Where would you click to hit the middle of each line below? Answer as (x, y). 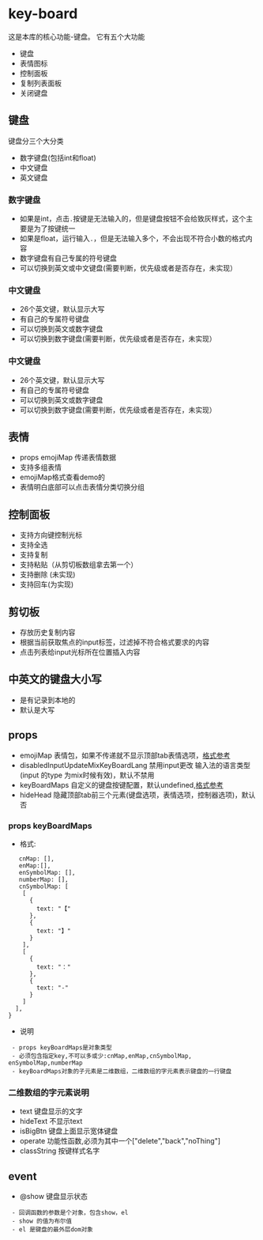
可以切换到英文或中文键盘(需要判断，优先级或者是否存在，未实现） (128, 268)
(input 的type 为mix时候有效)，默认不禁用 (87, 775)
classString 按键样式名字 (60, 1151)
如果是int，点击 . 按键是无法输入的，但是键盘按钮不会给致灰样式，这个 (133, 219)
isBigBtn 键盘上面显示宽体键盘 (69, 1131)
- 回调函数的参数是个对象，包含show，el (70, 1213)
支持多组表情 (40, 467)
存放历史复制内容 (47, 633)
